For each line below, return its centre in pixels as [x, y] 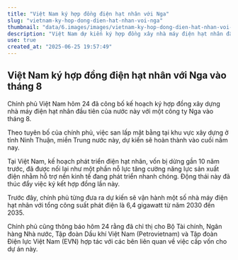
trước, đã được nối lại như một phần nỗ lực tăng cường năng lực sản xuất [113, 169]
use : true [22, 40]
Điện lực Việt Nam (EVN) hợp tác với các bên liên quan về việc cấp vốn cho [117, 241]
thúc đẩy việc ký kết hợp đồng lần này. [64, 183]
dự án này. [23, 249]
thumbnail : [23, 27]
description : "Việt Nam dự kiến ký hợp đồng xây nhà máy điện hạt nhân [115, 34]
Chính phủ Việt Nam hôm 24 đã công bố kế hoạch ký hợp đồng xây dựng [114, 103]
